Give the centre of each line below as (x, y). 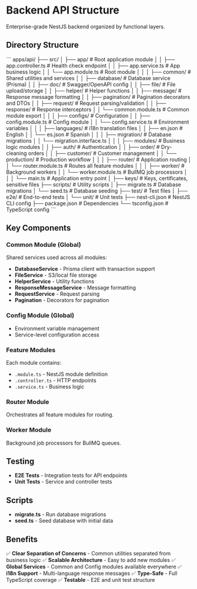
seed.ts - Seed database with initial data (64, 521)
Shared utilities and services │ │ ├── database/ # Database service (88, 78)
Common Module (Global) (44, 245)
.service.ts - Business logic (49, 387)
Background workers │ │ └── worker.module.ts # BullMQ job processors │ (97, 172)
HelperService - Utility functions (54, 282)
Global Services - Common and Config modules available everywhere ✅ (94, 567)
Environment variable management (57, 328)
